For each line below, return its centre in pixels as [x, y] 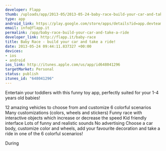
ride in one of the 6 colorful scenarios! [44, 133]
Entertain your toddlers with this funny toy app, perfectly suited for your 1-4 [82, 92]
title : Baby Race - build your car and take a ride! [61, 42]
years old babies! [23, 98]
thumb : [12, 14]
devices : [14, 51]
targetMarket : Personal [30, 70]
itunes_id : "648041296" [30, 78]
